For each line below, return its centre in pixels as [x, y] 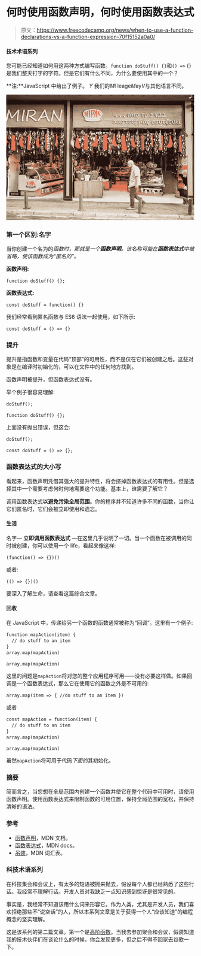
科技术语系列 [25, 870]
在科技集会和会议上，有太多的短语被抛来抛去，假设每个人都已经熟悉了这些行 [100, 884]
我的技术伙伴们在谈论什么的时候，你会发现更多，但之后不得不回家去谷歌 [95, 939]
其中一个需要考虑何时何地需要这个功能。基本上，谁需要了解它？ [89, 488]
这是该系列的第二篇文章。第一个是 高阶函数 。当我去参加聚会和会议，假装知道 [100, 931]
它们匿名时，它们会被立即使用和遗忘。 [53, 509]
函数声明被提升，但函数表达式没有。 [51, 379]
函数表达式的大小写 [34, 467]
